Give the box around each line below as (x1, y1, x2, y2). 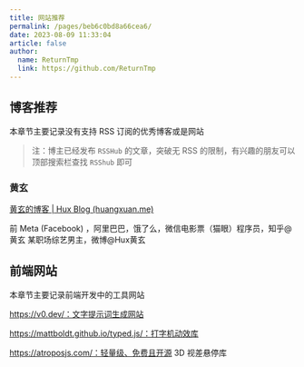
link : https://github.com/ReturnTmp (17, 64, 156, 74)
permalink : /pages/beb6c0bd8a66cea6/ (9, 22, 152, 31)
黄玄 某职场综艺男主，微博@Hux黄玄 (9, 233, 146, 245)
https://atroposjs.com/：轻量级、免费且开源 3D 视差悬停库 (9, 347, 227, 358)
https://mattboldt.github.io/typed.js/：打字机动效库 (9, 328, 199, 339)
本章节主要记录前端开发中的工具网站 (9, 289, 145, 300)
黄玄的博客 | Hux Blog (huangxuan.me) (9, 203, 154, 214)
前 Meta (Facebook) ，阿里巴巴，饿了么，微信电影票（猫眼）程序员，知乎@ (9, 223, 292, 233)
